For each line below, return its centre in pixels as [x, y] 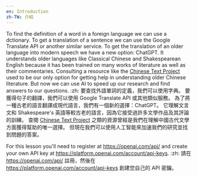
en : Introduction [27, 11]
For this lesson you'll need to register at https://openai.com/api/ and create [97, 146]
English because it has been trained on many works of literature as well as [96, 64]
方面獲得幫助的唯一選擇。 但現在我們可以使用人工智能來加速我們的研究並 [94, 127]
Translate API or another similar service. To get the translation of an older [95, 46]
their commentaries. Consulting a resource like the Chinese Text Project [93, 71]
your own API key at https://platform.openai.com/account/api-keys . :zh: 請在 [99, 153]
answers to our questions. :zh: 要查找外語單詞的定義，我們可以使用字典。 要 [98, 90]
